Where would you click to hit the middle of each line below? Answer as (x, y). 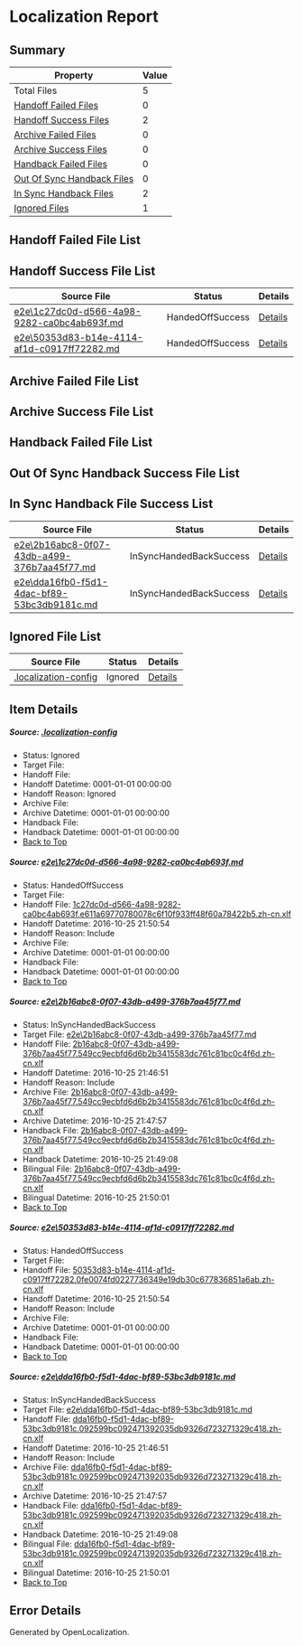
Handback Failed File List (81, 442)
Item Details (44, 709)
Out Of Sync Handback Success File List (125, 473)
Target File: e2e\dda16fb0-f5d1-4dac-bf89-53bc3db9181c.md (137, 1409)
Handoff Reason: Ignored (69, 794)
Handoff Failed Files (56, 105)
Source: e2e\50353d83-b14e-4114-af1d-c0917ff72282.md (122, 1227)
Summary (37, 50)
